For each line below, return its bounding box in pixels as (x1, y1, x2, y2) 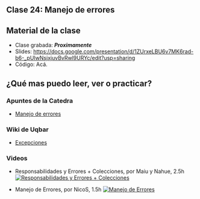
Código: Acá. (14, 60, 48, 68)
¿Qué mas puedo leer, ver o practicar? (6, 78, 152, 88)
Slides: (14, 48, 32, 55)
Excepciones (14, 139, 47, 146)
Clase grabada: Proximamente (14, 42, 92, 49)
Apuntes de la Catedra (6, 96, 73, 105)
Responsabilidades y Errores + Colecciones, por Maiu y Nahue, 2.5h (14, 168, 185, 175)
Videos (6, 154, 28, 163)
